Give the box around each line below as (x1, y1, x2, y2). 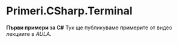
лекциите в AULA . (6, 30, 52, 37)
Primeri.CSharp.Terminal (6, 4, 133, 18)
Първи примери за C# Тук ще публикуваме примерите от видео (6, 24, 173, 31)
